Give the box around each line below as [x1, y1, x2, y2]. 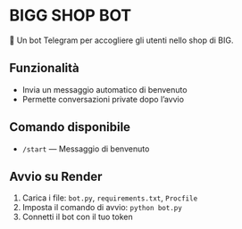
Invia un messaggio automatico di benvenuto [21, 84, 188, 94]
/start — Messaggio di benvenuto [21, 143, 150, 154]
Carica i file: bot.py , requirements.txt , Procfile [21, 192, 198, 203]
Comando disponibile [9, 119, 131, 135]
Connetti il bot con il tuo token [21, 211, 133, 223]
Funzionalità [9, 61, 79, 76]
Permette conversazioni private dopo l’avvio [21, 94, 185, 104]
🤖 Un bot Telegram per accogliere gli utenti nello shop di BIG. [9, 35, 234, 45]
